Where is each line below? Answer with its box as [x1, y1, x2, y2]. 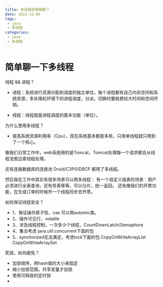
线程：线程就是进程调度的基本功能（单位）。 [12, 112, 100, 118]
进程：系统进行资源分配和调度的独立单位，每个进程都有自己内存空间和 [12, 89, 154, 95]
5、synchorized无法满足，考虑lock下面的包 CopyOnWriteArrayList [12, 234, 146, 240]
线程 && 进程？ [5, 79, 35, 85]
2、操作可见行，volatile [12, 215, 60, 221]
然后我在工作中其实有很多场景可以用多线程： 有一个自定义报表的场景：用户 [5, 176, 157, 182]
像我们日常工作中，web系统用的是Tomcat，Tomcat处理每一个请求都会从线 [5, 149, 156, 155]
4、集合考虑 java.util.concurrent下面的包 [12, 228, 94, 234]
